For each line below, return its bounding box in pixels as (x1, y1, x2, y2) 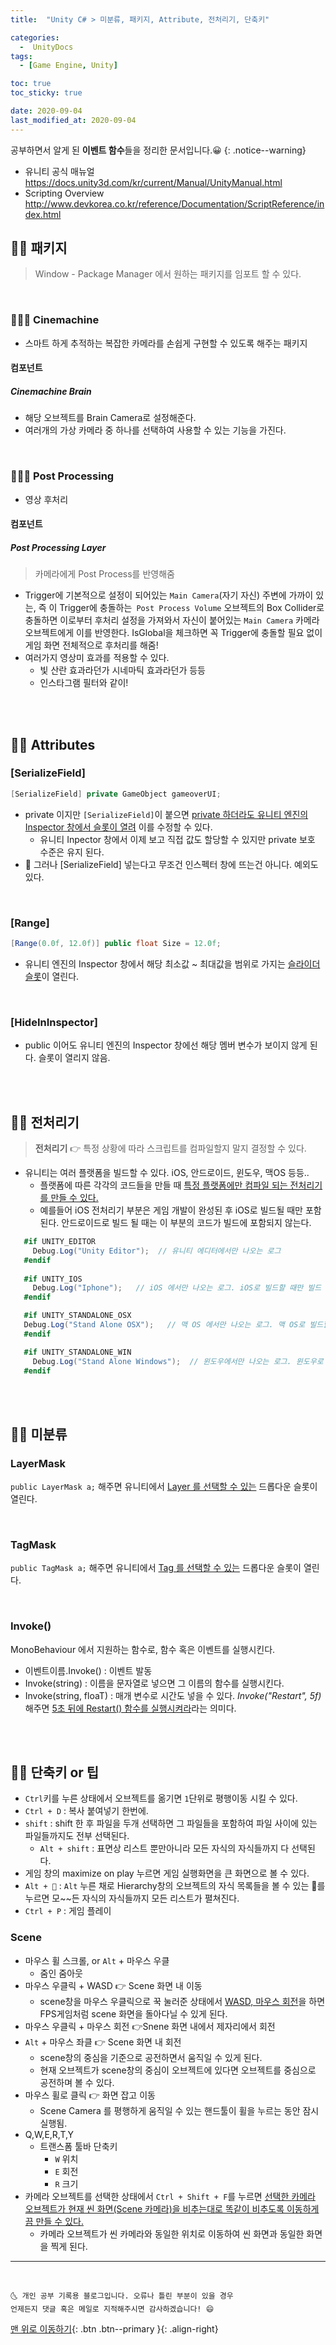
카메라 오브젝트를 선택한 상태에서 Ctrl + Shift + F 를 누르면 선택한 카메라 (24, 2190, 316, 2202)
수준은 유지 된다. (39, 846, 105, 858)
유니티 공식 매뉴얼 (24, 165, 95, 177)
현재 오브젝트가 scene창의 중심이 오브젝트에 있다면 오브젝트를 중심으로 (39, 2064, 317, 2076)
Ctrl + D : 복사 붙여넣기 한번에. (24, 1805, 149, 1817)
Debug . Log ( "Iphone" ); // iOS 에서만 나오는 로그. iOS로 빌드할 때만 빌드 (32, 1283, 322, 1293)
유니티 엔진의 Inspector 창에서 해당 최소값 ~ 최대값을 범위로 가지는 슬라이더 (24, 957, 321, 970)
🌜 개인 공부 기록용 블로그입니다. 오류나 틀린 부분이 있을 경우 (10, 2291, 234, 2301)
